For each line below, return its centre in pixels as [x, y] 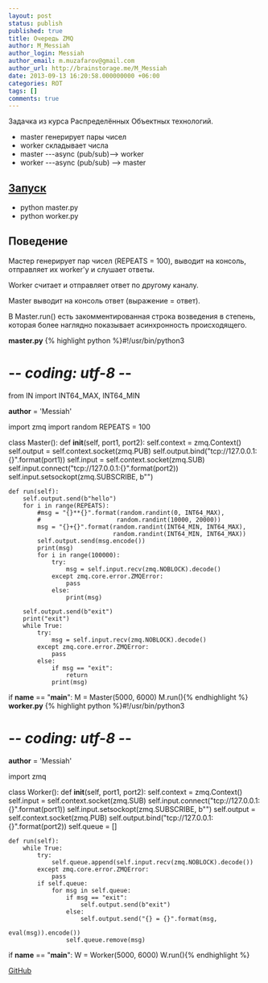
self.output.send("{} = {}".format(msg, [149, 918]
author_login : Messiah [46, 53]
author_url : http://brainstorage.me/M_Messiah [88, 69]
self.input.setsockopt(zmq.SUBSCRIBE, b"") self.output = [161, 809]
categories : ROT [35, 83]
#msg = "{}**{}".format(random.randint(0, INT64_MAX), [131, 512]
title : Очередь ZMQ [41, 38]
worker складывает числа [64, 145]
